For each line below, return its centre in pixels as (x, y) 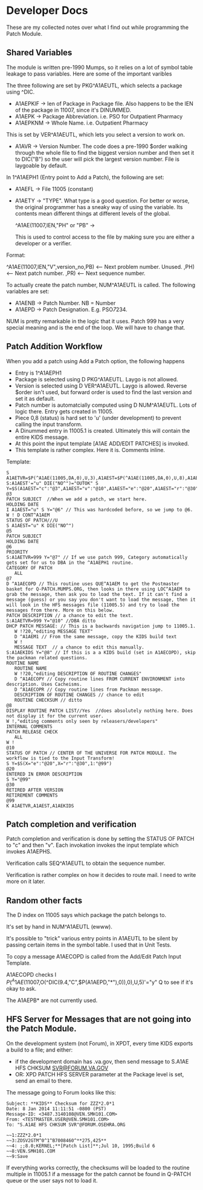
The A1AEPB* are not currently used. (52, 1000)
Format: (16, 255)
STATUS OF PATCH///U (32, 520)
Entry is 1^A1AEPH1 (38, 373)
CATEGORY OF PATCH (29, 568)
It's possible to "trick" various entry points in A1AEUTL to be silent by (92, 939)
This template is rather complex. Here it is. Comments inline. (90, 450)
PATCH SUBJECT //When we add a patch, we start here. (77, 499)
